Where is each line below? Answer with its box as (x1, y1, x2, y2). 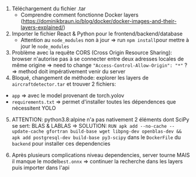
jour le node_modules (20, 43, 70, 50)
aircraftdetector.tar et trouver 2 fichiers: (11, 81, 117, 88)
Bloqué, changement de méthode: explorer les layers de (11, 74, 149, 81)
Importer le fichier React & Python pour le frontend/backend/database (11, 30, 183, 37)
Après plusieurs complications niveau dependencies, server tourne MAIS (11, 152, 190, 159)
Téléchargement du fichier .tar (11, 5, 86, 12)
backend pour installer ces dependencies (11, 140, 111, 147)
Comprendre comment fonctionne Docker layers (20, 11, 139, 18)
